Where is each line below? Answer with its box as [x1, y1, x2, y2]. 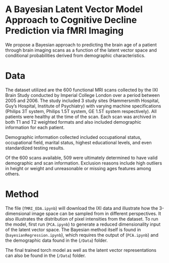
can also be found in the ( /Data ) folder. [5, 252, 86, 258]
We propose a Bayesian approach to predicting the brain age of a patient [5, 41, 157, 47]
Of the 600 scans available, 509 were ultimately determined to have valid [5, 154, 158, 161]
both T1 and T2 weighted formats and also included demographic [5, 119, 142, 125]
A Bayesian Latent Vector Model [5, 4, 143, 15]
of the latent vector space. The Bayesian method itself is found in [5, 226, 141, 233]
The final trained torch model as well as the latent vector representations [5, 247, 157, 253]
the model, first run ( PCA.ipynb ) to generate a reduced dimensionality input [5, 221, 161, 227]
